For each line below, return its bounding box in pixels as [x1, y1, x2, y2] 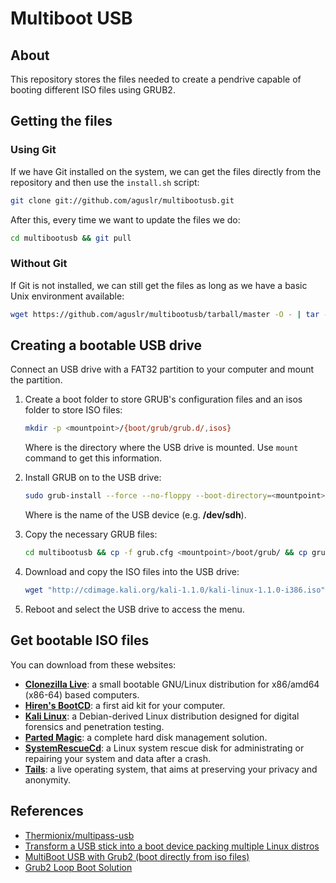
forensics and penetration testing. [24, 720, 165, 732]
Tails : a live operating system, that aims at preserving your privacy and [24, 763, 318, 775]
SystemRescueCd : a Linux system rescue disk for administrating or [24, 742, 305, 754]
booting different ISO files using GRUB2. [10, 84, 176, 96]
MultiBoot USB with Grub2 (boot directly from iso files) [24, 850, 250, 862]
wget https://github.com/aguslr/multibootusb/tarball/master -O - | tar [10, 309, 320, 319]
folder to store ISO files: [24, 404, 123, 416]
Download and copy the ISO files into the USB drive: [24, 566, 240, 578]
